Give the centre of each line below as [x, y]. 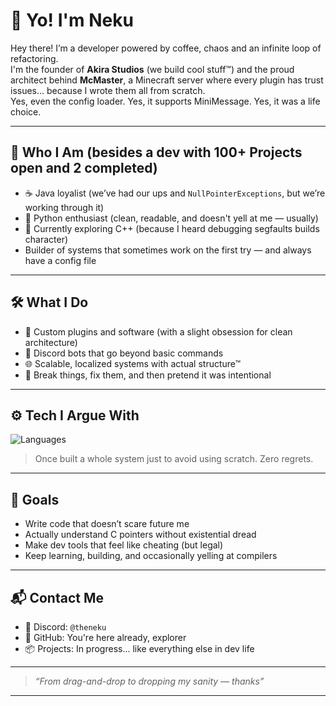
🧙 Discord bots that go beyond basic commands [124, 353]
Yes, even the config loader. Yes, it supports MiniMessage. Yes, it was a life [165, 101]
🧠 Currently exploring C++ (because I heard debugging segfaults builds [172, 228]
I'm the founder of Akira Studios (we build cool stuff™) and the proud [152, 69]
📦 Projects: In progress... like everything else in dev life [139, 648]
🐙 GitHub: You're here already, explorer [105, 637]
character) [46, 239]
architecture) [51, 342]
